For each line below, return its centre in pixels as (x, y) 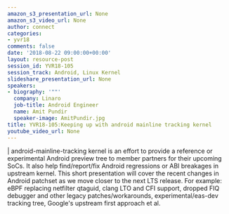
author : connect (31, 27)
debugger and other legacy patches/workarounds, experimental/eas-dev (113, 196)
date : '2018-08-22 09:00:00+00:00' (59, 53)
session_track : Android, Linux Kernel (64, 72)
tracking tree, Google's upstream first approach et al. (84, 203)
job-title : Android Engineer (56, 105)
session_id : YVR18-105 (40, 66)
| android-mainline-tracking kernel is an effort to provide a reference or (110, 151)
